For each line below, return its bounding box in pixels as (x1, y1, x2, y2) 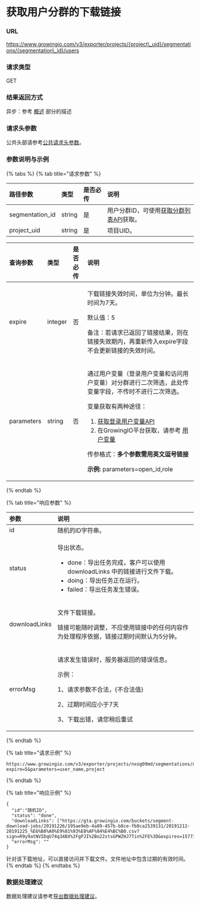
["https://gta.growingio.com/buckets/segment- (57, 818, 174, 824)
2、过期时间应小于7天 (57, 700, 119, 708)
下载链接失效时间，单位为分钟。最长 (87, 289, 189, 297)
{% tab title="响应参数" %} (6, 499, 71, 506)
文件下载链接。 (57, 608, 99, 616)
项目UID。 (107, 226, 136, 235)
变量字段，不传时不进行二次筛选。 (87, 387, 183, 395)
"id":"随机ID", (11, 807, 48, 813)
